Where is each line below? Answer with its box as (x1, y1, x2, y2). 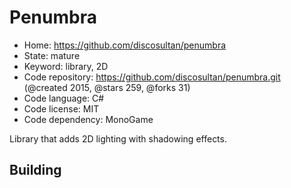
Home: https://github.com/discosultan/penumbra (23, 39, 227, 51)
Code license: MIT (23, 102, 100, 115)
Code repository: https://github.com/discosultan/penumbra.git (23, 71, 281, 83)
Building (9, 162, 62, 179)
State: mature (23, 49, 81, 61)
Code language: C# (23, 92, 105, 104)
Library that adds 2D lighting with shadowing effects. (9, 132, 227, 145)
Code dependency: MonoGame (23, 113, 154, 125)
